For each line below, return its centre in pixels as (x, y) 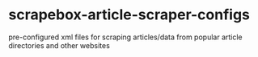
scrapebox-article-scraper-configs (129, 15)
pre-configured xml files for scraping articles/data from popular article (125, 37)
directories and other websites (59, 45)
